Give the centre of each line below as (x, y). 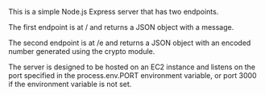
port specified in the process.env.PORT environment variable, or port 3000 (132, 75)
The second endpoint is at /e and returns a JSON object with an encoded (130, 43)
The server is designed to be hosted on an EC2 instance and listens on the (132, 67)
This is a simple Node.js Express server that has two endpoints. (114, 12)
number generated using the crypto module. (82, 51)
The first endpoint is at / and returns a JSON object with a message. (121, 27)
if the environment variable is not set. (70, 84)
